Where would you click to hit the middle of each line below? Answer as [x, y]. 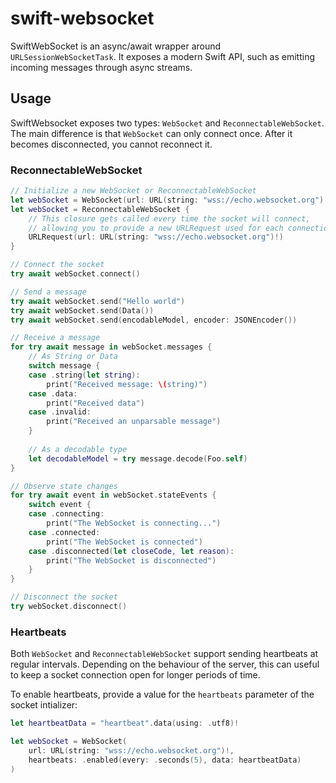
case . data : [53, 393]
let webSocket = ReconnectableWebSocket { [100, 209]
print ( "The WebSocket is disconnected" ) [131, 560]
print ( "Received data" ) [95, 403]
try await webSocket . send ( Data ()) [82, 310]
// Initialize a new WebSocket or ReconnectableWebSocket [133, 191]
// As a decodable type [78, 449]
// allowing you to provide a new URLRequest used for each [156, 228]
